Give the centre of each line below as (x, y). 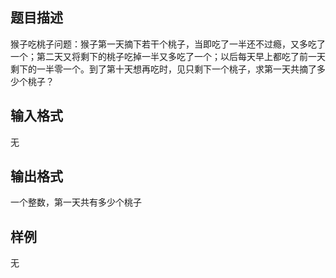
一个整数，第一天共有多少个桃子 (76, 202)
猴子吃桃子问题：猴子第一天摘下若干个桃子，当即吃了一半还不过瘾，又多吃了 (168, 44)
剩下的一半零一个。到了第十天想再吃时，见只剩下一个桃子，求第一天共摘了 (163, 69)
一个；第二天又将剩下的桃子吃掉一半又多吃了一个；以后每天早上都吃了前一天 (168, 56)
